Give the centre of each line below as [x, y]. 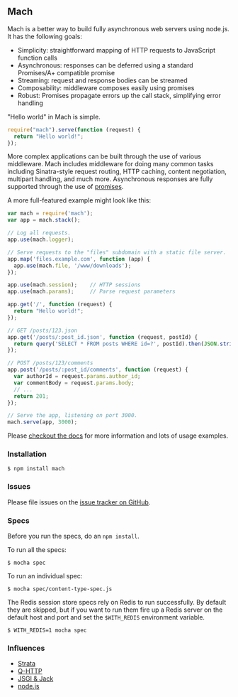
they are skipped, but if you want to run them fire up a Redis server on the [115, 610]
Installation [27, 454]
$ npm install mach [36, 469]
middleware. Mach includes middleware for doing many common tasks [110, 164]
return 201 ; [32, 396]
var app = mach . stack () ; [44, 220]
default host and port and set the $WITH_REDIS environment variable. [106, 617]
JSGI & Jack [35, 679]
